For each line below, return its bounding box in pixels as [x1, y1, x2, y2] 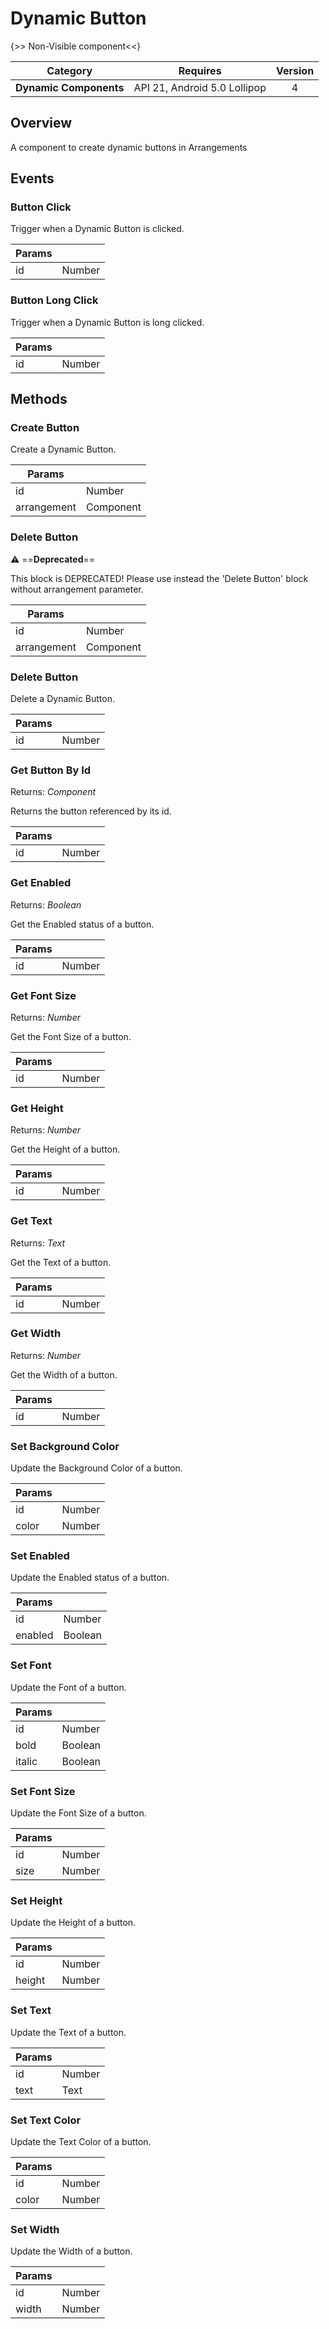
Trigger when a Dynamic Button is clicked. [10, 223, 185, 235]
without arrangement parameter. [10, 583, 144, 595]
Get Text [10, 1214, 53, 1228]
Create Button [10, 421, 80, 435]
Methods [10, 391, 68, 408]
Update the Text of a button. [10, 2026, 127, 2038]
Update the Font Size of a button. [10, 1807, 147, 1819]
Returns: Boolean [10, 898, 82, 911]
